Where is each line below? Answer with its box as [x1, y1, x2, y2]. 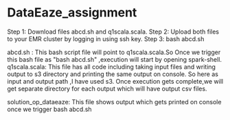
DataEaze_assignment [7, 5, 137, 21]
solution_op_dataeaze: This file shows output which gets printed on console [7, 97, 222, 106]
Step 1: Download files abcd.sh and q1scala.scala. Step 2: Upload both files [7, 27, 220, 36]
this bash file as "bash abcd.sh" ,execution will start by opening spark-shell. [7, 55, 222, 63]
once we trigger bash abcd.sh [7, 105, 92, 113]
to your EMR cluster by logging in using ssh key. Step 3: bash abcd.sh [7, 34, 205, 43]
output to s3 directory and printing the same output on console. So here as [7, 70, 218, 78]
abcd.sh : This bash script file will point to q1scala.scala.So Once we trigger [7, 48, 221, 56]
